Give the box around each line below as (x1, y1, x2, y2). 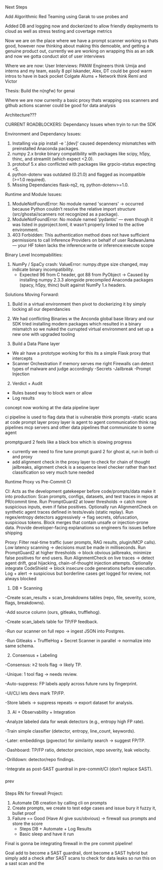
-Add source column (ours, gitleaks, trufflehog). (5, 609, 101, 615)
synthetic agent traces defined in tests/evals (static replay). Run (5, 509, 134, 515)
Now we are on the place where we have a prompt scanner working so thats (5, 38, 159, 43)
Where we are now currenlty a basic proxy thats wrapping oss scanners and (5, 97, 159, 103)
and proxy (12, 454, 33, 459)
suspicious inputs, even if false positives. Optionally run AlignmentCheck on (5, 504, 158, 510)
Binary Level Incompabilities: (5, 252, 63, 258)
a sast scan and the (5, 860, 45, 866)
